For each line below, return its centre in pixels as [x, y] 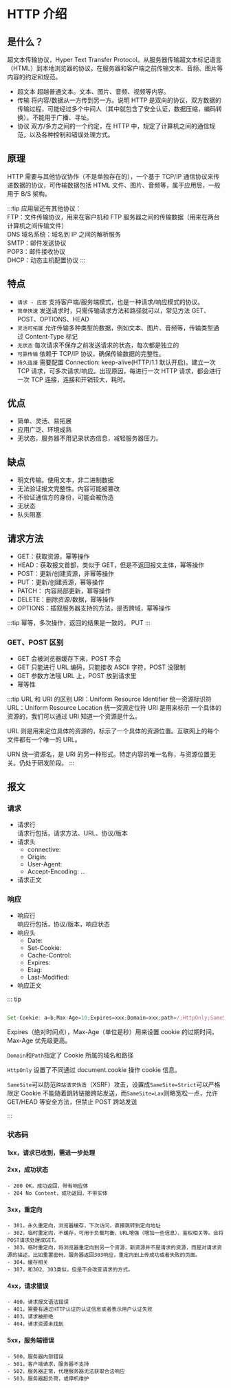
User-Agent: [45, 864]
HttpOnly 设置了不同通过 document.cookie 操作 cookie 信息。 [94, 1070]
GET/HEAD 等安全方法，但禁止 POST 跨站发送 [72, 1102]
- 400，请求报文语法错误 [38, 1302]
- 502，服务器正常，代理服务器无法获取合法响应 [66, 1371]
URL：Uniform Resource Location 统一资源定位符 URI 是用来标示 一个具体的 [114, 708]
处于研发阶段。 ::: [50, 763]
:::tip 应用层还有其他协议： [44, 208]
